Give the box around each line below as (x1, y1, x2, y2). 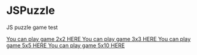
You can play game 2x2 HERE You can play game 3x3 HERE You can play (6, 35, 191, 42)
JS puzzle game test (6, 24, 58, 31)
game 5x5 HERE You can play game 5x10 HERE (6, 42, 125, 49)
